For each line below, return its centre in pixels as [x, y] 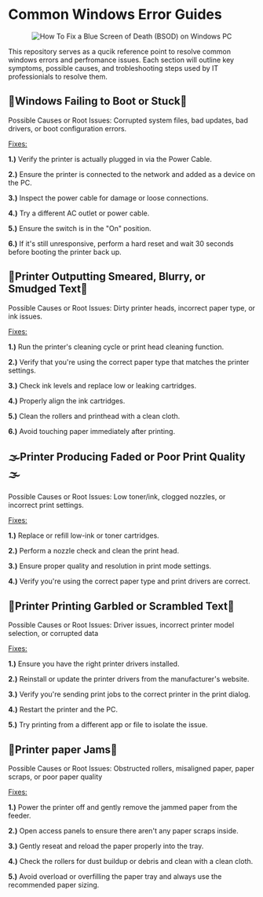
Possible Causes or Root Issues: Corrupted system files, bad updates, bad [128, 120]
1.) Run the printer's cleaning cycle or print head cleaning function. [116, 347]
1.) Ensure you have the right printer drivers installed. [94, 664]
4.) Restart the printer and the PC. [63, 710]
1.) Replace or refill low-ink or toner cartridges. [84, 535]
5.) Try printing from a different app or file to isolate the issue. [108, 725]
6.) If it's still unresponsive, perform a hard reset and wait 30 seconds [121, 243]
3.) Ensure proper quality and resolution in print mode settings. [110, 566]
